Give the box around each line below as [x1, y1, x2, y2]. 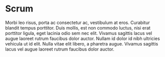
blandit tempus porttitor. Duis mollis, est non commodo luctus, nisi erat [5, 24, 151, 30]
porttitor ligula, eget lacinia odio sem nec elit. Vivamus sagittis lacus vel [5, 30, 152, 36]
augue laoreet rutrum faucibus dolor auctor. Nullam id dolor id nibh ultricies [5, 35, 160, 41]
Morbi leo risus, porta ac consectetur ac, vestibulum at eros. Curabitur [5, 19, 150, 25]
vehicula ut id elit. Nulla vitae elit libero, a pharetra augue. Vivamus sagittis [5, 40, 158, 46]
